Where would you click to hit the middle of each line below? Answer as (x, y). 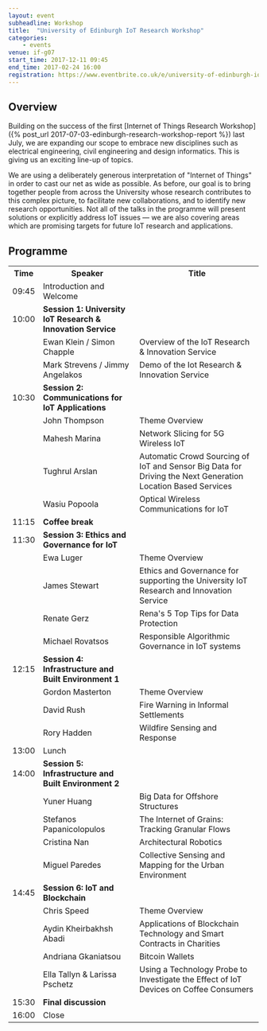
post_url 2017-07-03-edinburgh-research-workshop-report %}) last (133, 134)
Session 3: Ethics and (84, 535)
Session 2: (63, 388)
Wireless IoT (162, 444)
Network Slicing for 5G (182, 434)
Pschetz (58, 985)
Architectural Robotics (180, 842)
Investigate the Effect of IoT (190, 979)
